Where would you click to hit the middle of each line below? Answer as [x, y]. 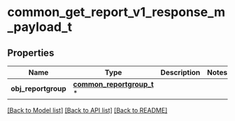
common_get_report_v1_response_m [116, 12]
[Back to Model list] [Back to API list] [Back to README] [87, 110]
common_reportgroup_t [113, 84]
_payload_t [40, 27]
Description [180, 72]
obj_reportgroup [38, 88]
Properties [31, 53]
